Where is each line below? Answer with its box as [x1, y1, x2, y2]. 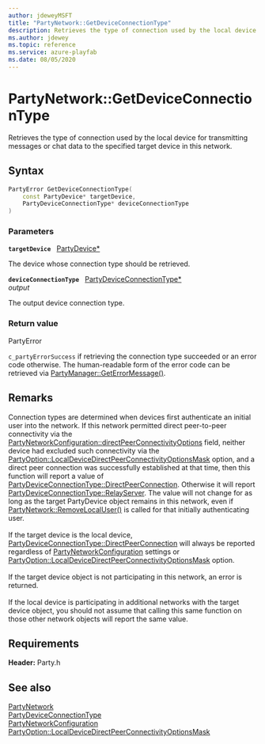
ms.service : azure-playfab [8, 48, 97, 56]
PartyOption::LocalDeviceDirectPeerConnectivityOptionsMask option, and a [8, 454, 256, 464]
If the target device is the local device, [8, 530, 133, 539]
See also [8, 681, 51, 694]
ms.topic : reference [8, 41, 77, 49]
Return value [8, 318, 59, 329]
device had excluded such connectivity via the [8, 446, 160, 455]
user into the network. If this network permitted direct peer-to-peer [8, 420, 227, 430]
